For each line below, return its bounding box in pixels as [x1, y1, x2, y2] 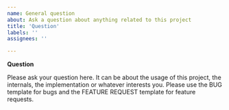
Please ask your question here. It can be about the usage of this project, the [7, 73, 221, 82]
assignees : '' [7, 36, 48, 42]
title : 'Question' [7, 23, 60, 29]
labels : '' [7, 29, 38, 36]
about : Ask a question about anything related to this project [7, 16, 192, 23]
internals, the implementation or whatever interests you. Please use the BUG [7, 81, 223, 89]
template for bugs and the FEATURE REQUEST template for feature [7, 88, 196, 96]
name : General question [7, 10, 75, 17]
